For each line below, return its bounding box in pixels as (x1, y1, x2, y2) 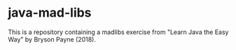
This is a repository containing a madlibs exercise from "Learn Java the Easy (8, 28, 229, 36)
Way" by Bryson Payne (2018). (8, 35, 97, 43)
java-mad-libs (8, 5, 92, 21)
